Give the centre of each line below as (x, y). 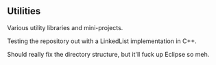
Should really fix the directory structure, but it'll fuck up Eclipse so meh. (108, 54)
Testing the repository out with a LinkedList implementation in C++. (102, 41)
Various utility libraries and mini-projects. (65, 27)
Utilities (24, 11)
